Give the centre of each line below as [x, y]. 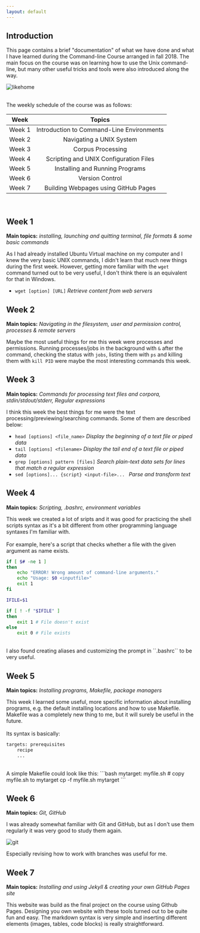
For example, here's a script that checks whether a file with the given [91, 544]
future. [14, 721]
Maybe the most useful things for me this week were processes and [90, 342]
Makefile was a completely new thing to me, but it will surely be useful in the [100, 715]
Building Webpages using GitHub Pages [100, 188]
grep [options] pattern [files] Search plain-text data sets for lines [100, 461]
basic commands [27, 242]
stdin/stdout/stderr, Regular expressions [56, 400]
